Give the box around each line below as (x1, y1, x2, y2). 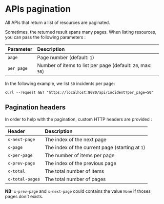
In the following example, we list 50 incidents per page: (5, 81, 115, 86)
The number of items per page (44, 152, 115, 159)
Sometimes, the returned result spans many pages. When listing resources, (5, 29, 157, 35)
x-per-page (7, 152, 33, 158)
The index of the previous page (44, 160, 117, 166)
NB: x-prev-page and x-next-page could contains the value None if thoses (5, 188, 151, 194)
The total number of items (44, 167, 104, 174)
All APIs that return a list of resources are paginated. (5, 20, 110, 25)
